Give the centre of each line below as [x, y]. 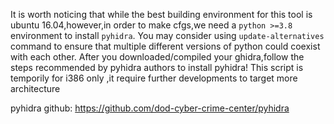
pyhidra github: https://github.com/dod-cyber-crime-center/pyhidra [150, 108]
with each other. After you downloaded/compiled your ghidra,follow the [157, 57]
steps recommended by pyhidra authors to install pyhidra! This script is [157, 67]
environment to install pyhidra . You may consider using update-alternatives [167, 35]
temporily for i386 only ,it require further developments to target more [154, 78]
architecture [35, 88]
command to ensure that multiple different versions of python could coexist [165, 46]
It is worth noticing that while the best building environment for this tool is [161, 14]
